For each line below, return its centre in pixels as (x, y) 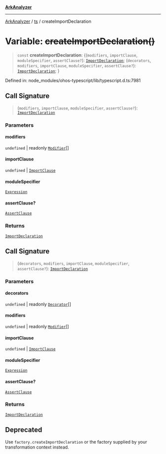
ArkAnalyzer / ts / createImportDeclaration (48, 21)
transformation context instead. (37, 447)
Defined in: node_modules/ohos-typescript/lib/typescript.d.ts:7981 (73, 80)
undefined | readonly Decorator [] (38, 304)
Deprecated (24, 430)
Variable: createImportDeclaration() (80, 41)
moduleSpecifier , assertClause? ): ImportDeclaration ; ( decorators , (84, 60)
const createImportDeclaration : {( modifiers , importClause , (77, 55)
